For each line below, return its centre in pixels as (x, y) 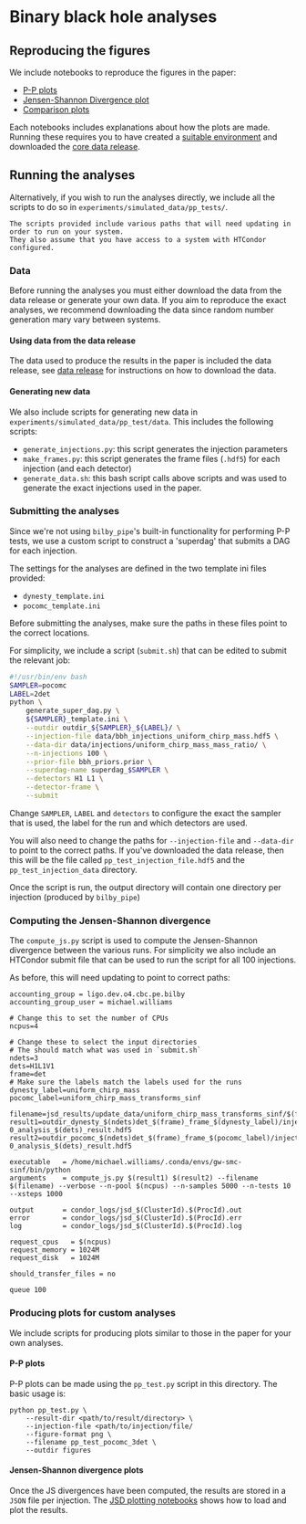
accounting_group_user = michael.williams (91, 1003)
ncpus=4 (24, 1026)
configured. (32, 247)
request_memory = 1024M (55, 1250)
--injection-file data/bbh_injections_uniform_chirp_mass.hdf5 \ (153, 736)
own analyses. (36, 1342)
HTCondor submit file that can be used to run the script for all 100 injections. (153, 960)
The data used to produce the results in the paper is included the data (140, 361)
